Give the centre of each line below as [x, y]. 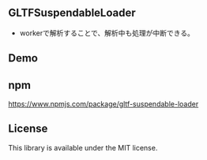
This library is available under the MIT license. [83, 147]
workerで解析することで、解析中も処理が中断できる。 [107, 33]
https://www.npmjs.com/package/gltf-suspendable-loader [103, 104]
